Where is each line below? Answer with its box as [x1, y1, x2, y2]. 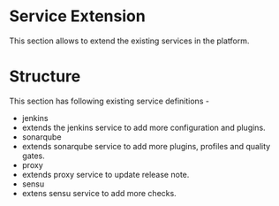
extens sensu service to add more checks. [21, 187, 177, 198]
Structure [9, 66, 81, 87]
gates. [21, 150, 46, 161]
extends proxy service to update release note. [21, 169, 190, 179]
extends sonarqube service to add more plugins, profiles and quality [21, 141, 271, 151]
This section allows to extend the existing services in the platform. [9, 35, 250, 46]
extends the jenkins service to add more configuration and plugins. [21, 122, 267, 133]
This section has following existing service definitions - [9, 95, 210, 106]
